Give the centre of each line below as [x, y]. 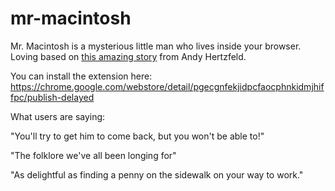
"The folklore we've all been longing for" [93, 155]
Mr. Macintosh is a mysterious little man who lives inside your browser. [156, 46]
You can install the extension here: [81, 76]
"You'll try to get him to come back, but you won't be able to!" [137, 136]
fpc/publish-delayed [52, 97]
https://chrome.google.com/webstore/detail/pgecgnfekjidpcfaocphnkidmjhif [167, 86]
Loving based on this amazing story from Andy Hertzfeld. [128, 56]
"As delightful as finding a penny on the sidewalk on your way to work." [157, 174]
